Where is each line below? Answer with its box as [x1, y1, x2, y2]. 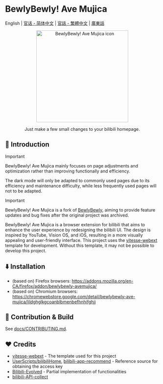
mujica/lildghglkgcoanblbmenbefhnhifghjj [12, 299, 96, 305]
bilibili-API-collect [12, 374, 48, 380]
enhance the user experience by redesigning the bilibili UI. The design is [5, 227, 151, 233]
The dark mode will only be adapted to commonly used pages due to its [5, 177, 150, 183]
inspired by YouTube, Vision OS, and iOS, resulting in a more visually [5, 232, 143, 238]
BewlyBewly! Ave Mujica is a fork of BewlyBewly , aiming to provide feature [5, 207, 156, 213]
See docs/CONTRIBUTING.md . [5, 326, 68, 332]
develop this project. [5, 247, 47, 253]
